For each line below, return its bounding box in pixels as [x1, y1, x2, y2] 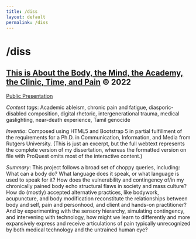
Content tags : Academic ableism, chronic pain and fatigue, [6, 104, 148, 111]
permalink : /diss [6, 19, 49, 25]
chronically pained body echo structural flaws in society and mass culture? [6, 183, 187, 190]
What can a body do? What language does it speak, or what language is [6, 170, 180, 177]
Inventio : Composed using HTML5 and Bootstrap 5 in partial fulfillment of [6, 128, 183, 135]
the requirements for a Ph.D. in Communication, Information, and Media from [6, 134, 191, 141]
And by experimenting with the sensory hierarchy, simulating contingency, [6, 207, 185, 214]
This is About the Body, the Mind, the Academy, [6, 68, 184, 78]
